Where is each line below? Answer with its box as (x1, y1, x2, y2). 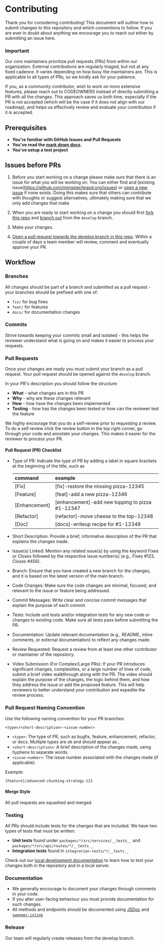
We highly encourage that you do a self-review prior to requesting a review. (5, 420, 157, 426)
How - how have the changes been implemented (12, 401, 111, 407)
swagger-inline (12, 913, 43, 918)
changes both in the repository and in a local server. (5, 862, 110, 868)
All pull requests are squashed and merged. (5, 799, 93, 805)
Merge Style (5, 789, 31, 795)
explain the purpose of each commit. (12, 602, 86, 608)
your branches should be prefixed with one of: (5, 289, 99, 295)
